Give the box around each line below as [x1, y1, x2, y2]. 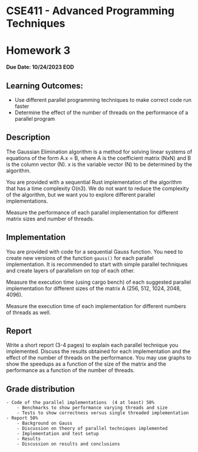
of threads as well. [6, 309, 51, 316]
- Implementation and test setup [17, 431, 99, 437]
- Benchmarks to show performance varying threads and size [17, 405, 168, 411]
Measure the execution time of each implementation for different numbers [6, 302, 186, 309]
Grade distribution [6, 384, 75, 394]
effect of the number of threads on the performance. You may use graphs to [6, 354, 192, 361]
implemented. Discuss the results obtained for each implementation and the [6, 348, 191, 355]
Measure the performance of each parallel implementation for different [6, 209, 178, 216]
